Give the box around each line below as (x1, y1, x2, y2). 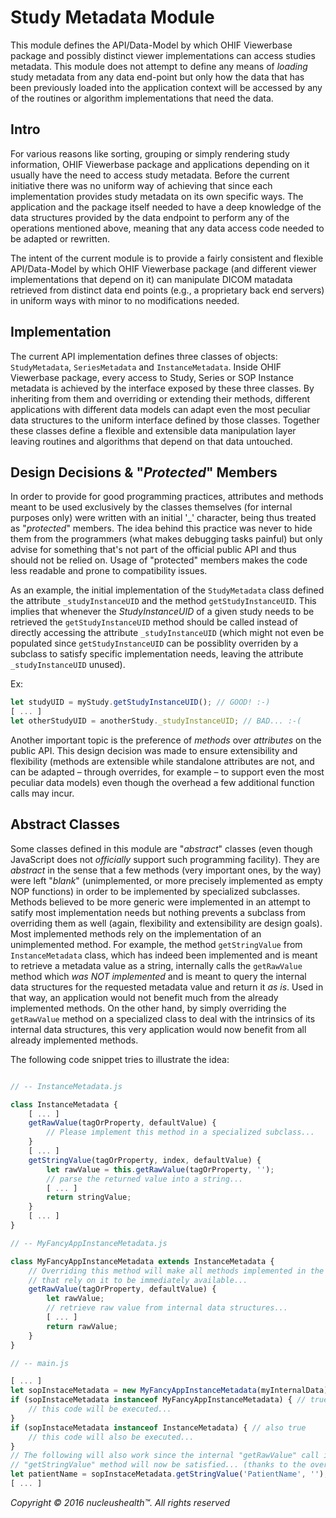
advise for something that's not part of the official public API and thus (10, 544, 297, 556)
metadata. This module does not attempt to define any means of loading (10, 60, 308, 72)
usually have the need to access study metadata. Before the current (10, 169, 290, 181)
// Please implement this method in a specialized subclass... (46, 1127, 315, 1138)
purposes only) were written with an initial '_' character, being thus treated (10, 512, 317, 524)
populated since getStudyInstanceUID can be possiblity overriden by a (10, 637, 299, 650)
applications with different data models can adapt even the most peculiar (10, 403, 311, 415)
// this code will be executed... (28, 1404, 172, 1415)
